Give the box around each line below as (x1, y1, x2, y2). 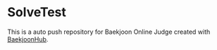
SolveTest (7, 4, 67, 20)
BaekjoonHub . (7, 35, 49, 43)
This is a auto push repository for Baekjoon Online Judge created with (7, 27, 211, 36)
